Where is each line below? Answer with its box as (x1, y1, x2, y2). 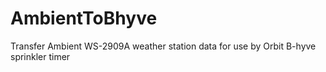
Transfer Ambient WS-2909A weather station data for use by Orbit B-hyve (10, 40, 317, 52)
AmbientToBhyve (10, 7, 158, 30)
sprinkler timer (10, 50, 71, 62)
